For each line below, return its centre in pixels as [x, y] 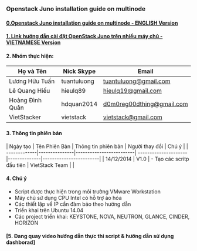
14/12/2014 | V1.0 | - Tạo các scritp [147, 159]
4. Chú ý [17, 179]
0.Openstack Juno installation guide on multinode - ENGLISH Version [92, 23]
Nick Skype [79, 71]
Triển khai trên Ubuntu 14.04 [49, 210]
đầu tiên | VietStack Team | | [40, 165]
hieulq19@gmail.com [133, 91]
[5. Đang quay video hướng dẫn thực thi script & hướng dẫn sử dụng [90, 236]
